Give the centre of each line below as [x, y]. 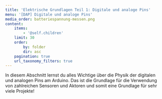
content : [14, 24]
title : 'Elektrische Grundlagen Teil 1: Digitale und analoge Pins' [78, 10]
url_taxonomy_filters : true [43, 61]
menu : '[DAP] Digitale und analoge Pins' [49, 14]
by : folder [34, 47]
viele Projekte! [20, 91]
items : [21, 28]
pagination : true [32, 56]
